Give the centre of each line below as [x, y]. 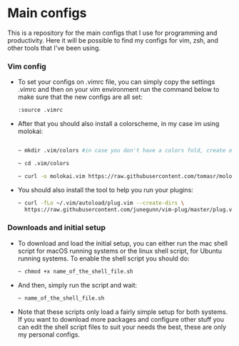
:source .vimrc [40, 110]
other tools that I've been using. [54, 48]
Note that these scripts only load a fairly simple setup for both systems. [123, 312]
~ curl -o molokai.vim [51, 176]
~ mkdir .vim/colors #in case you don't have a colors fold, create [122, 151]
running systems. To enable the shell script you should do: [103, 258]
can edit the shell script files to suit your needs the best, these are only [122, 327]
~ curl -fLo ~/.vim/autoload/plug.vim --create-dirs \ [101, 203]
